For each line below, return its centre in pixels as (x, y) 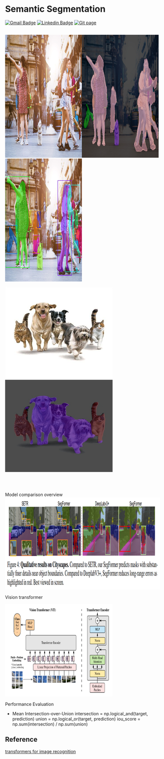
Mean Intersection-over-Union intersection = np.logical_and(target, (80, 713)
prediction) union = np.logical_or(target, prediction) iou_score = (76, 719)
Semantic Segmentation (55, 9)
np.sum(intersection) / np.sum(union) (50, 724)
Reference (21, 740)
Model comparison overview (34, 495)
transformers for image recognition (41, 751)
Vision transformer (24, 597)
